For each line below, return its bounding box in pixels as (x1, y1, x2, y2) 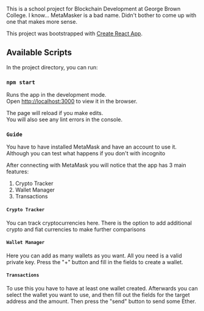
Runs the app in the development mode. (6, 91, 107, 99)
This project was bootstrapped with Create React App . (6, 30, 143, 37)
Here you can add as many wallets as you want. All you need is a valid (6, 252, 183, 259)
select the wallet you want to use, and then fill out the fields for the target (6, 292, 190, 299)
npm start (6, 79, 35, 86)
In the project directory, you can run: (6, 63, 98, 71)
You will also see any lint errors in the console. (6, 116, 123, 124)
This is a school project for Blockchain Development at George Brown (6, 5, 181, 12)
